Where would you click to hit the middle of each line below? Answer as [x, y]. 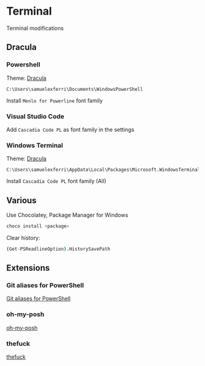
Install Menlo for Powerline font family [55, 100]
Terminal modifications [35, 28]
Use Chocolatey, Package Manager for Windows [67, 215]
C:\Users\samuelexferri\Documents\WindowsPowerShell [75, 89]
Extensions [28, 268]
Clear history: [23, 238]
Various [21, 200]
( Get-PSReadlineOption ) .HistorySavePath [59, 249]
